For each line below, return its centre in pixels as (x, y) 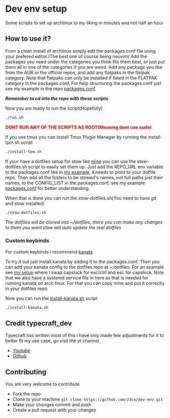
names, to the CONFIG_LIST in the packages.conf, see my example (75, 183)
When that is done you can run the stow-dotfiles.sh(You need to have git (81, 198)
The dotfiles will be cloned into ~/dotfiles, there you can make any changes (84, 222)
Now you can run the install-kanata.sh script (51, 298)
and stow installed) (25, 203)
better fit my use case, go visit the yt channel (52, 341)
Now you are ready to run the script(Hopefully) (54, 108)
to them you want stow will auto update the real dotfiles (63, 228)
